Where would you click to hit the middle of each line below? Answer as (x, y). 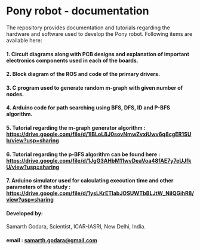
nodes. (15, 94)
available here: (24, 40)
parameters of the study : (39, 187)
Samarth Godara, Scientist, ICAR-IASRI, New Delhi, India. (76, 227)
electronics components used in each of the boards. (72, 60)
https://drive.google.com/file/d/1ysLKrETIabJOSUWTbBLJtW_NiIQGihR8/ (100, 193)
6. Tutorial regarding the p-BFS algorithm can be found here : (83, 154)
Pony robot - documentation (78, 11)
